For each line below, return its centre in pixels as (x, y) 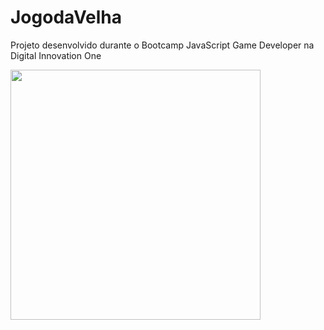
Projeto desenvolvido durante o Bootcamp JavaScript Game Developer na (162, 45)
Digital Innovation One (56, 55)
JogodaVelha (66, 17)
